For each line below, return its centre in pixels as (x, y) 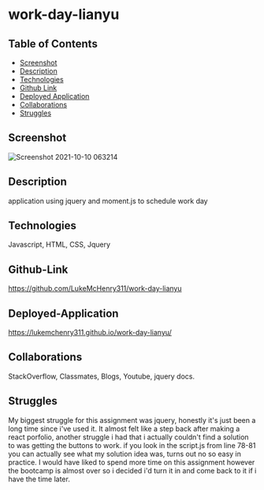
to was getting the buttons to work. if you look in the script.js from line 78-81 (132, 445)
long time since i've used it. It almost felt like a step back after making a (124, 428)
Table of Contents (53, 44)
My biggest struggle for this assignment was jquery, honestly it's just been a (132, 420)
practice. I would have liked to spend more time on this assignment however (132, 462)
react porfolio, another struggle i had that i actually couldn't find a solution (129, 437)
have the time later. (39, 479)
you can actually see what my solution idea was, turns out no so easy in (125, 454)
